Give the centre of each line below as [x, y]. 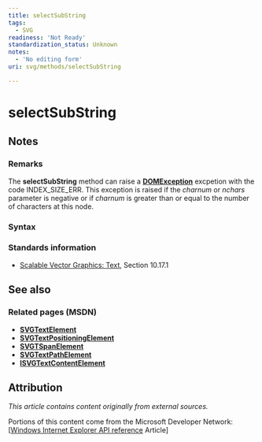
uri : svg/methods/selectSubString [65, 67]
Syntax [22, 227]
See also [30, 290]
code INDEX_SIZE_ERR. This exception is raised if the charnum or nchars [127, 189]
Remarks [26, 164]
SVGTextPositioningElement [67, 338]
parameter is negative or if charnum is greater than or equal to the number [129, 198]
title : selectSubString [47, 15]
